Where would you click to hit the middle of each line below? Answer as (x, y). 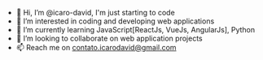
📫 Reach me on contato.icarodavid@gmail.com (96, 47)
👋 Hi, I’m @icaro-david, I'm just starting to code (95, 13)
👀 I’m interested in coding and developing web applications (115, 21)
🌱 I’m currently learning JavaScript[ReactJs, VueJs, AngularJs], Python (136, 30)
